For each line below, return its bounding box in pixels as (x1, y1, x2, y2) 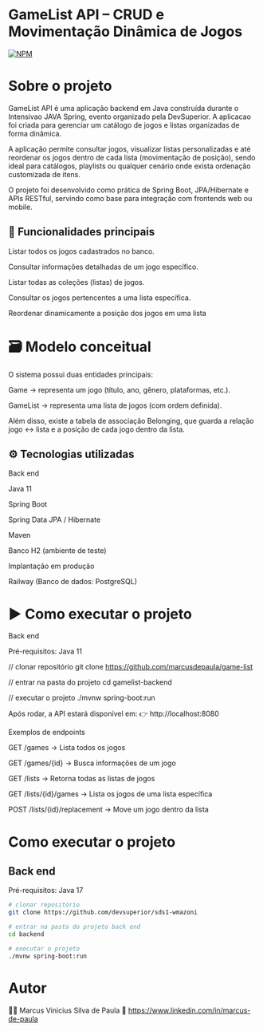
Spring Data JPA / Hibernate (8, 515, 101, 524)
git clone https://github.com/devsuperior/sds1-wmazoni (8, 908, 198, 917)
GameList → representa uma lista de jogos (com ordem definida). (8, 401, 222, 410)
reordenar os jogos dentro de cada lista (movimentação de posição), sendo (8, 152, 256, 162)
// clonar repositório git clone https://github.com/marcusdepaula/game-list (8, 662, 253, 672)
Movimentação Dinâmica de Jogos (8, 22, 243, 41)
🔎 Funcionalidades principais (8, 225, 155, 239)
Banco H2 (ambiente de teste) (8, 546, 107, 555)
